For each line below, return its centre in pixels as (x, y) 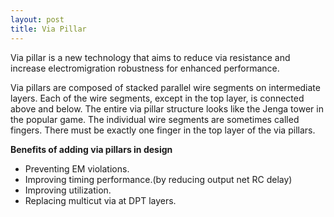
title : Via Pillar (48, 29)
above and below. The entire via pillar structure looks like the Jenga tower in (167, 108)
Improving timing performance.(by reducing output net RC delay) (158, 179)
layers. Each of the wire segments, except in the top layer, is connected (157, 98)
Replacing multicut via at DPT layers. (100, 200)
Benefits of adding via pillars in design (91, 149)
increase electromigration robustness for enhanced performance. (145, 68)
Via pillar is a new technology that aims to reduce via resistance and (150, 57)
